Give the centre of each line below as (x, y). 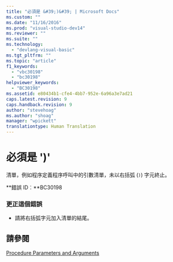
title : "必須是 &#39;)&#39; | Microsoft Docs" (63, 11)
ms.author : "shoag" (30, 115)
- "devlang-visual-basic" (43, 50)
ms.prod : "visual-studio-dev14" (46, 28)
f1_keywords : (22, 66)
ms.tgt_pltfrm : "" (29, 55)
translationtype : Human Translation (51, 127)
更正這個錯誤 (24, 204)
